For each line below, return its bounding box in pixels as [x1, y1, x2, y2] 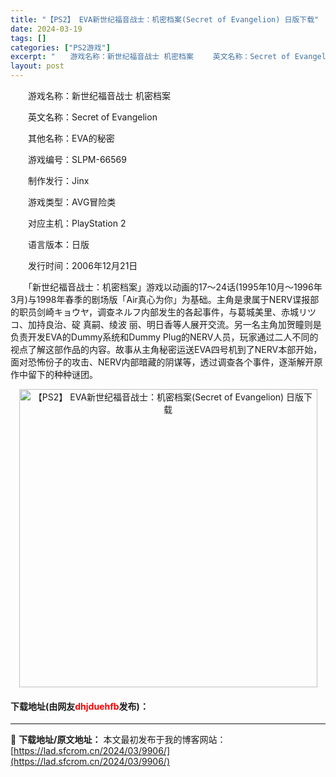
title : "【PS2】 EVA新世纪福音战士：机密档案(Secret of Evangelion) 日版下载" [10, 14, 320, 25]
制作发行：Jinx [27, 175, 90, 186]
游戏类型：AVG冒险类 [27, 196, 117, 208]
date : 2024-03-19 [10, 24, 83, 34]
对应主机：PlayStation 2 [27, 217, 127, 229]
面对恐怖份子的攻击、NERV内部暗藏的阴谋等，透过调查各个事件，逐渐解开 [10, 356, 315, 368]
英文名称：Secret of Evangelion [27, 111, 158, 123]
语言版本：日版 [27, 239, 90, 250]
